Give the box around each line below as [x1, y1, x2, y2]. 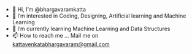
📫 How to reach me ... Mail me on [12, 32, 99, 39]
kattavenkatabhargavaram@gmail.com [12, 41, 110, 48]
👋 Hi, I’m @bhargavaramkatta [12, 6, 86, 13]
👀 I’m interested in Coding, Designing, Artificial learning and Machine [12, 12, 186, 19]
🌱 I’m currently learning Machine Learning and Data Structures [12, 25, 171, 32]
